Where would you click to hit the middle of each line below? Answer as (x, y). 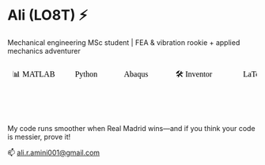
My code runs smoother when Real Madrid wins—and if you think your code (131, 128)
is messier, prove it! (39, 137)
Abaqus (136, 74)
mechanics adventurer (44, 51)
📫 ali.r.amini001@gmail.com (54, 152)
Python (86, 74)
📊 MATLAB (34, 74)
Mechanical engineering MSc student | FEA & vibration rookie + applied (124, 42)
